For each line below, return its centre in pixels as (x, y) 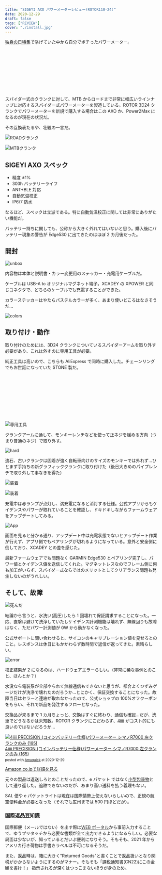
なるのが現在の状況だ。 (28, 117)
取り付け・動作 (27, 332)
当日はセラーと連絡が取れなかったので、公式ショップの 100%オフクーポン (83, 698)
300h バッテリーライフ (35, 183)
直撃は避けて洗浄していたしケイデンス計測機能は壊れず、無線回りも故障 (85, 622)
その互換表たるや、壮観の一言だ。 (39, 128)
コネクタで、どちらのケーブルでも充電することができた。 (66, 290)
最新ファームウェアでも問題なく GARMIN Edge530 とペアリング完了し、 (77, 558)
